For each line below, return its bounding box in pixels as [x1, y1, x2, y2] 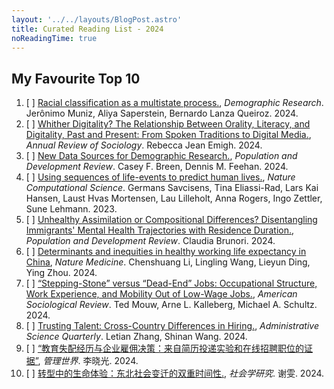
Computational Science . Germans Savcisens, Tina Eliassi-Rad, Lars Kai [25, 182, 319, 194]
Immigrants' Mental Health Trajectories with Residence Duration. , [25, 224, 295, 236]
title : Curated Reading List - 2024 [11, 24, 164, 34]
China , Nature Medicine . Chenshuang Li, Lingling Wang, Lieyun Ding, [25, 256, 311, 268]
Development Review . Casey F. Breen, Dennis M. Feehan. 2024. [25, 161, 289, 173]
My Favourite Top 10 [11, 70, 141, 87]
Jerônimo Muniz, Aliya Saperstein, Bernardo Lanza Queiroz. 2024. [25, 107, 299, 120]
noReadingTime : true [11, 33, 98, 43]
